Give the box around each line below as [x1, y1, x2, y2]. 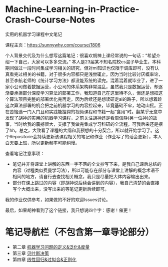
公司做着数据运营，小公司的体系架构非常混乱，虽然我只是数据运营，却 [13, 83, 158, 89]
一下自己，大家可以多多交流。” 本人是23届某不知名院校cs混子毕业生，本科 [9, 58, 161, 64]
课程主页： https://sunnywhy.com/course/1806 [5, 41, 101, 48]
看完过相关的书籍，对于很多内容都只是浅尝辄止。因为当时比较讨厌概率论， [9, 71, 163, 77]
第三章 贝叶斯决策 [12, 250, 49, 256]
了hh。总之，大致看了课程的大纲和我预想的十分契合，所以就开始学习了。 [5, 127, 155, 133]
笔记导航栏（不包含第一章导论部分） [5, 227, 154, 238]
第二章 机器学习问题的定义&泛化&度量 [12, 244, 90, 250]
